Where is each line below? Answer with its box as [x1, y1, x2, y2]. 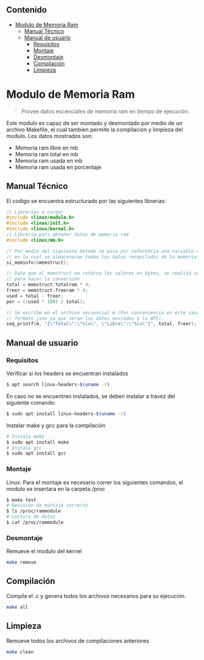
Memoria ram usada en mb [15, 157, 83, 164]
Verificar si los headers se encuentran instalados [6, 370, 129, 377]
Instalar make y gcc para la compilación [6, 422, 106, 429]
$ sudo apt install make [6, 439, 69, 445]
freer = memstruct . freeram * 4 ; [6, 287, 88, 294]
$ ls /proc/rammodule [6, 508, 61, 514]
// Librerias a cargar [6, 209, 64, 215]
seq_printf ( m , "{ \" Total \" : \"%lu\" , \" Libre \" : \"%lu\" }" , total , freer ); [6, 321, 197, 327]
